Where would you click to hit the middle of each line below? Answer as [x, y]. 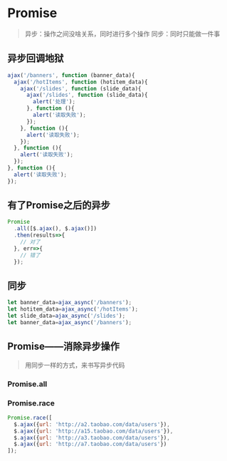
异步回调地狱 [36, 58]
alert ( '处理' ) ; [54, 102]
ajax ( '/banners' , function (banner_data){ [71, 75]
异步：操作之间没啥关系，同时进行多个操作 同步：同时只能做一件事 [122, 33]
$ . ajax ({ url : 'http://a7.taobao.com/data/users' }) [90, 444]
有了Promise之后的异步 [59, 206]
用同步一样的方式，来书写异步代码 [75, 365]
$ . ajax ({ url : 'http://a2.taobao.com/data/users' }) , [92, 424]
